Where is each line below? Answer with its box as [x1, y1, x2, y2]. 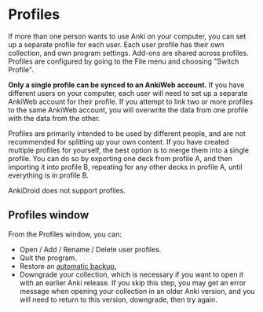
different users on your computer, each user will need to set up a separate [8, 88, 248, 97]
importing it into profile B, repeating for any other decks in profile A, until [8, 162, 243, 171]
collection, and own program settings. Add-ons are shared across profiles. [8, 48, 249, 57]
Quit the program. [19, 253, 77, 262]
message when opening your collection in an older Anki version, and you [19, 286, 255, 295]
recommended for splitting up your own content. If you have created [8, 137, 229, 146]
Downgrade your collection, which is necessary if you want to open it [19, 270, 244, 279]
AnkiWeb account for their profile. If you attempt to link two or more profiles [8, 97, 254, 106]
